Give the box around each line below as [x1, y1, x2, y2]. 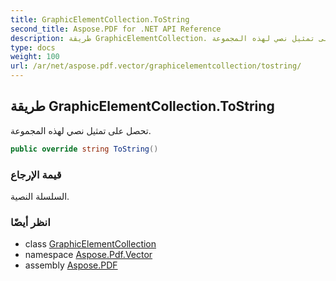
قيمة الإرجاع [10, 167, 62, 181]
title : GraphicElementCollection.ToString [10, 14, 190, 25]
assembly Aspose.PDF [24, 259, 118, 271]
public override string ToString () [10, 144, 159, 154]
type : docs [10, 42, 56, 53]
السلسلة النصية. [10, 190, 70, 202]
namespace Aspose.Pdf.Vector [24, 249, 153, 261]
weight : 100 [10, 52, 60, 62]
